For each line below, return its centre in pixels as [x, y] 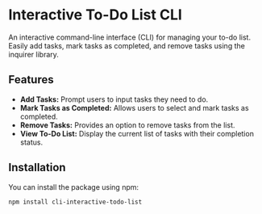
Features [31, 80]
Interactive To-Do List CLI [96, 15]
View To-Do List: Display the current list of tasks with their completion [137, 133]
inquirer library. [33, 54]
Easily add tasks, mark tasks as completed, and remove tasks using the [127, 45]
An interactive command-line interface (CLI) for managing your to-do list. [130, 37]
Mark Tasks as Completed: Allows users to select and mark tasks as [134, 107]
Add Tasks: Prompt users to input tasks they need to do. [114, 99]
